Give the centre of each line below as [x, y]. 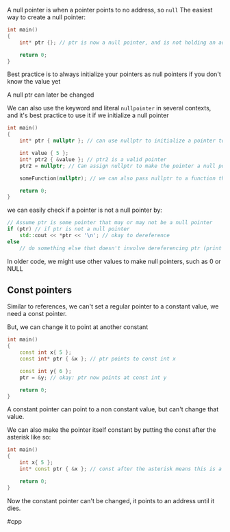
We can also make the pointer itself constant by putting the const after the [112, 430]
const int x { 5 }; [46, 352]
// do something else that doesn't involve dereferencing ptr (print [121, 248]
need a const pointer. [37, 314]
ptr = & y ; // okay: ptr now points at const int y [93, 377]
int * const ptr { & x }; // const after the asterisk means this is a [121, 469]
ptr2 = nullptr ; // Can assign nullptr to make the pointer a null [117, 166]
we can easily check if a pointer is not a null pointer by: [85, 210]
